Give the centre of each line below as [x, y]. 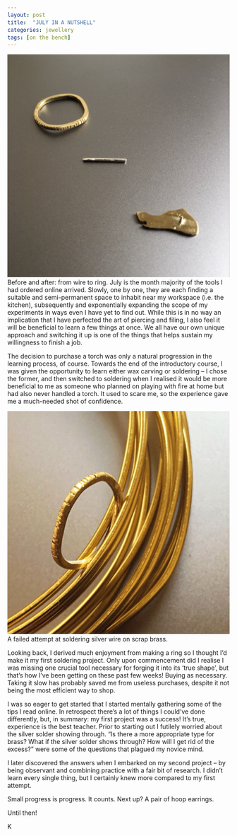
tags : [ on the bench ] [39, 37]
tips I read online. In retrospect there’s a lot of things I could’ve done [107, 712]
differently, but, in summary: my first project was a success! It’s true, [107, 719]
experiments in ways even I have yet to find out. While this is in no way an [114, 313]
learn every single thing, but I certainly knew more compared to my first [111, 778]
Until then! [22, 813]
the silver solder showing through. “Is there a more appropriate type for [111, 734]
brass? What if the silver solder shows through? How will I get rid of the [111, 742]
